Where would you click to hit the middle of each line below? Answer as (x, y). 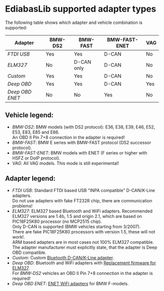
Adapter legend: (30, 179)
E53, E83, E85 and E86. (36, 132)
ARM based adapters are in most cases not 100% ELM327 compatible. (83, 242)
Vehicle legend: (29, 115)
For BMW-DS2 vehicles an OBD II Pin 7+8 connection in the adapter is (82, 273)
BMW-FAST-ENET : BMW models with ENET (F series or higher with (80, 153)
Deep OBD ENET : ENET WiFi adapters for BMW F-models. (70, 283)
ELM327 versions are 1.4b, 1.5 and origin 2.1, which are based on (77, 216)
